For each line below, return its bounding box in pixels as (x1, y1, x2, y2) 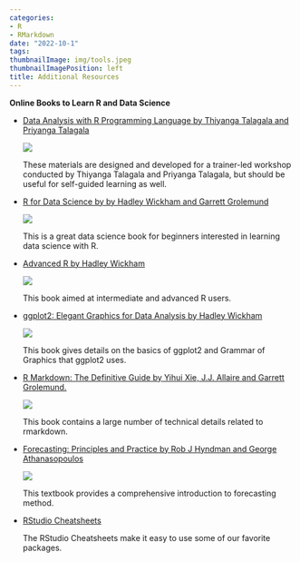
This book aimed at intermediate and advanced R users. (22, 292, 232, 303)
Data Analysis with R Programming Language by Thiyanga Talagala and (22, 114, 289, 125)
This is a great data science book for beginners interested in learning (22, 231, 281, 242)
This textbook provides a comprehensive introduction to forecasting (22, 488, 276, 498)
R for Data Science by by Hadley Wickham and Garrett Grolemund (22, 196, 269, 207)
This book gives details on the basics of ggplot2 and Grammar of (22, 344, 266, 355)
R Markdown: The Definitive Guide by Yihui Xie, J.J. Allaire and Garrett (22, 371, 285, 382)
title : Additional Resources (9, 73, 120, 82)
